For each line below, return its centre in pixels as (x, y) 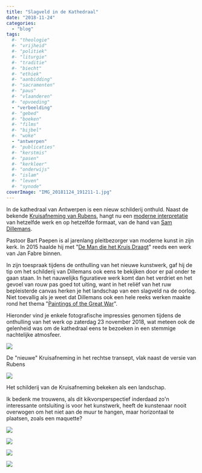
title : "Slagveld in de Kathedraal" (52, 12)
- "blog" (23, 29)
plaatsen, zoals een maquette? (44, 418)
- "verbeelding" (32, 107)
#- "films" (25, 125)
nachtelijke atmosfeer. (34, 334)
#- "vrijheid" (29, 46)
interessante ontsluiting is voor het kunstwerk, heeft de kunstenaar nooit (96, 405)
